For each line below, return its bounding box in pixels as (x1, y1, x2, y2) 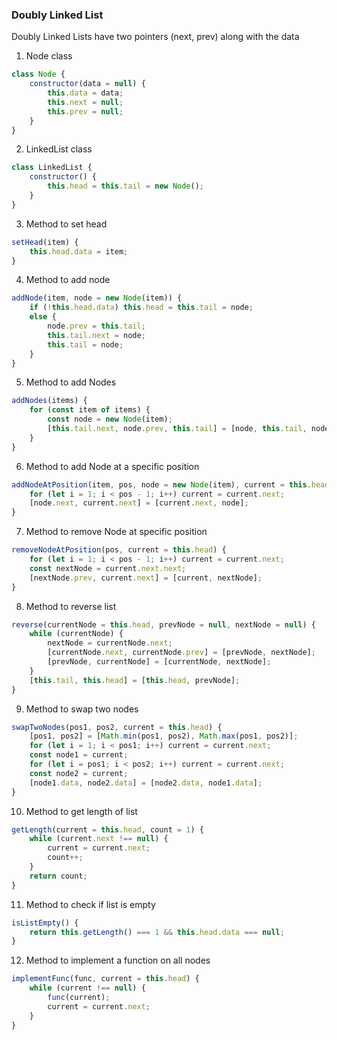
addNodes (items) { (11, 396, 88, 406)
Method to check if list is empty (25, 898, 156, 910)
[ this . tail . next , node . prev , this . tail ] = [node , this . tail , (47, 424, 308, 434)
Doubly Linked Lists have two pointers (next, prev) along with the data (11, 31, 300, 43)
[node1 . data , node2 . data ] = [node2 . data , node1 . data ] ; (29, 778, 263, 788)
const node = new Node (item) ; (47, 414, 173, 425)
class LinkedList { (11, 163, 93, 173)
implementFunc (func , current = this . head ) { (11, 974, 200, 984)
